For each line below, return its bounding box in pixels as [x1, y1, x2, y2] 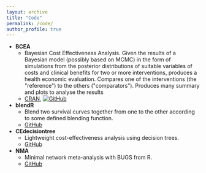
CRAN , [24, 95, 42, 102]
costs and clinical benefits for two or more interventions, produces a [24, 69, 197, 77]
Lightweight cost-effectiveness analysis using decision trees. [24, 134, 179, 142]
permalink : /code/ [6, 20, 53, 26]
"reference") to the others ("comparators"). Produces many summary [24, 82, 200, 90]
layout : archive [6, 9, 48, 15]
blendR [15, 102, 34, 109]
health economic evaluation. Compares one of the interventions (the [24, 75, 197, 83]
